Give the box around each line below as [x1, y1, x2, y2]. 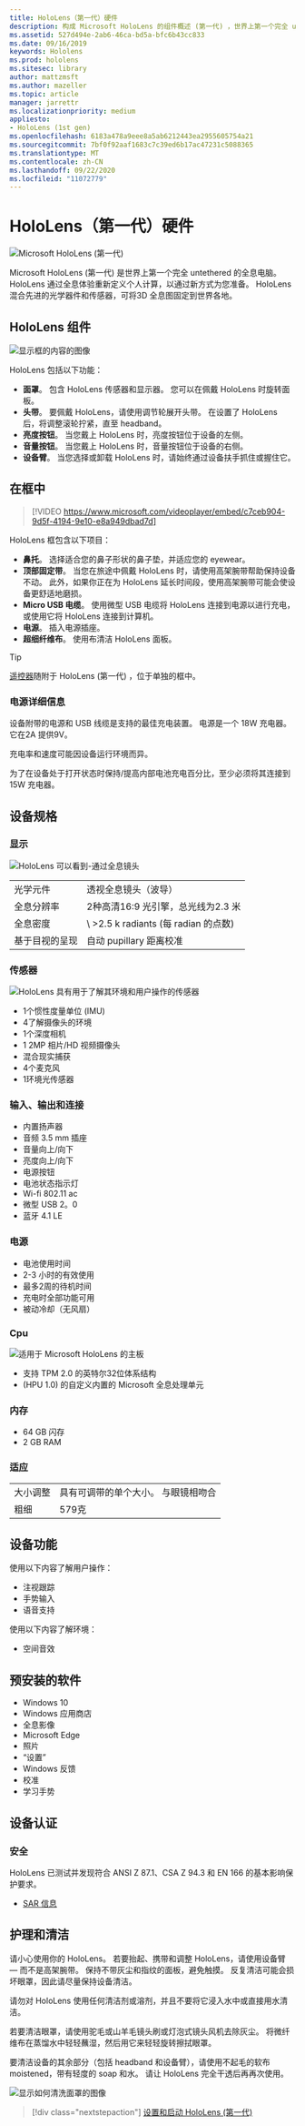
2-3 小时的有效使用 [22, 1269, 95, 1280]
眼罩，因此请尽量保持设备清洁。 [16, 1976, 137, 1987]
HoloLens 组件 [9, 319, 92, 335]
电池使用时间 [22, 1258, 71, 1269]
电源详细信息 [9, 695, 66, 708]
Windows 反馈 [22, 1763, 76, 1775]
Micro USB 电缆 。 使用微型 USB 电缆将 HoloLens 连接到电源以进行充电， [22, 599, 295, 610]
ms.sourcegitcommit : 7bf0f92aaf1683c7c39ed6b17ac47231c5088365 [9, 140, 254, 149]
